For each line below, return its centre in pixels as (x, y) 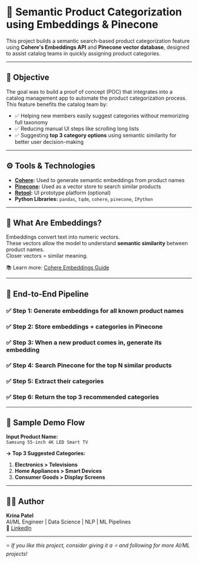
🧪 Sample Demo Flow (46, 423)
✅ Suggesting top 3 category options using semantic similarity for (95, 135)
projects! (17, 554)
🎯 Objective (28, 78)
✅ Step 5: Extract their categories (55, 381)
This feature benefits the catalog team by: (57, 104)
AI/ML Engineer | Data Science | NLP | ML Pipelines (69, 522)
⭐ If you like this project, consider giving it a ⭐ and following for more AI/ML (98, 545)
